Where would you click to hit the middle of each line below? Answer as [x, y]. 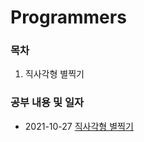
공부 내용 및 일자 [47, 103]
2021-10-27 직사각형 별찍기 [79, 126]
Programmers [68, 17]
